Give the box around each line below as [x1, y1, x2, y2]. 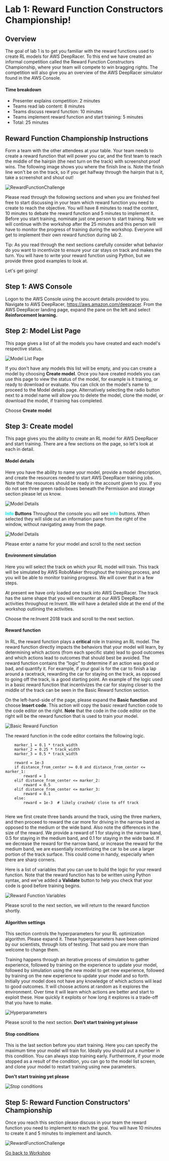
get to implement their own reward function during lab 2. [5, 232, 123, 238]
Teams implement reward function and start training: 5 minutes [12, 114, 144, 120]
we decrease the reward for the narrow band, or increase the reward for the [5, 840, 163, 847]
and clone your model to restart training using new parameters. [5, 1064, 137, 1070]
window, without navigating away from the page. [5, 521, 106, 527]
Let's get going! [5, 268, 38, 274]
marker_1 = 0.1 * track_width [14, 743, 78, 748]
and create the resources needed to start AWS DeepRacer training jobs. [5, 474, 154, 480]
